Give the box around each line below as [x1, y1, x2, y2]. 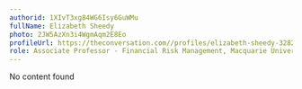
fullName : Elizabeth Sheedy [9, 22, 115, 31]
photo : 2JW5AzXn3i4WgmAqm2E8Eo [9, 30, 127, 39]
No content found [9, 71, 75, 82]
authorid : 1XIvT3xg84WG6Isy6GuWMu [9, 13, 139, 22]
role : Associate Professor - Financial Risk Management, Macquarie [9, 47, 268, 56]
